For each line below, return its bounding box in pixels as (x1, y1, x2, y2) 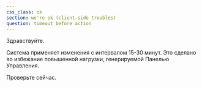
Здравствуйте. (6, 37, 45, 45)
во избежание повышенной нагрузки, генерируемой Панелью (6, 56, 170, 63)
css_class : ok (6, 9, 43, 15)
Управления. (6, 62, 40, 69)
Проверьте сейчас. (6, 74, 57, 81)
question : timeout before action (6, 20, 92, 26)
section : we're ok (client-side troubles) (6, 15, 116, 21)
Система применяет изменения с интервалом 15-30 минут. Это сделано (6, 49, 196, 56)
